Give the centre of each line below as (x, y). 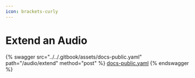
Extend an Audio (47, 40)
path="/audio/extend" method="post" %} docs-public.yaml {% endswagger (97, 63)
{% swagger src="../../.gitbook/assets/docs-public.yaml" (74, 57)
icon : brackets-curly (32, 11)
